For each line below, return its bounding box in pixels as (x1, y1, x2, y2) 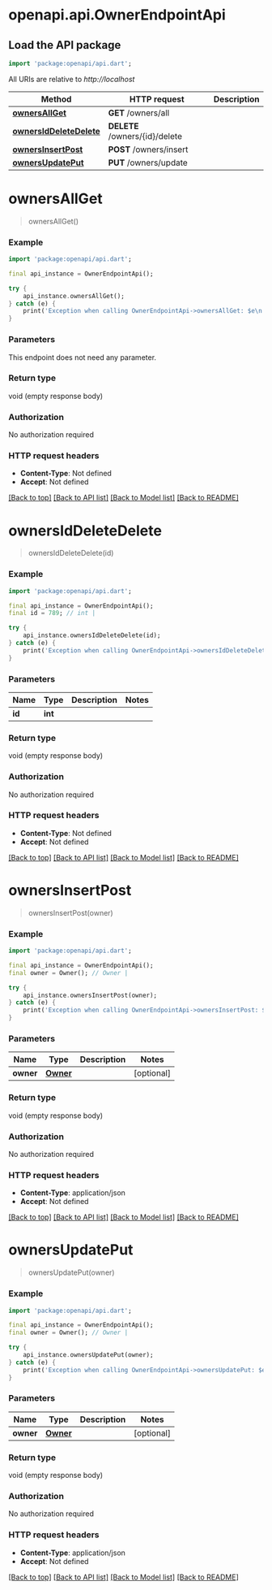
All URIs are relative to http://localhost (8, 74, 135, 84)
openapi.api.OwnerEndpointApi (8, 6, 227, 24)
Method (40, 93, 72, 105)
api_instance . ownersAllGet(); (23, 292, 125, 300)
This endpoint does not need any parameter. (8, 352, 156, 362)
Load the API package (8, 38, 121, 52)
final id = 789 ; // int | (8, 609, 96, 617)
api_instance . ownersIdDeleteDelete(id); (23, 631, 161, 639)
